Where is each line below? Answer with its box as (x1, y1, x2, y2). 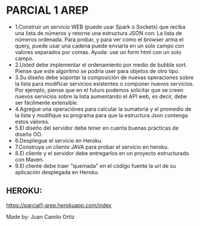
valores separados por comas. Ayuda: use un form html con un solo (14, 48, 181, 55)
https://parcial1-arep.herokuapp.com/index (6, 202, 112, 209)
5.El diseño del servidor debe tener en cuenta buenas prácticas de (14, 124, 179, 131)
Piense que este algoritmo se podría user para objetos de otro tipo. (14, 67, 180, 74)
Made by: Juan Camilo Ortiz (6, 213, 75, 220)
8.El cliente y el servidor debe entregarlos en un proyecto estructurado (14, 149, 189, 156)
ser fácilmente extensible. (14, 99, 79, 106)
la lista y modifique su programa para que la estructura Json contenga (14, 111, 188, 119)
